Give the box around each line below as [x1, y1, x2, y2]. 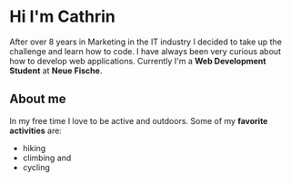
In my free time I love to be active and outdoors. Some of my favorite [9, 115, 268, 126]
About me [9, 91, 66, 107]
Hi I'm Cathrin [9, 6, 115, 27]
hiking [22, 142, 46, 153]
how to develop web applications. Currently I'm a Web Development [9, 55, 266, 66]
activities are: [9, 125, 62, 136]
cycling [22, 161, 50, 173]
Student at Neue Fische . [9, 65, 103, 76]
